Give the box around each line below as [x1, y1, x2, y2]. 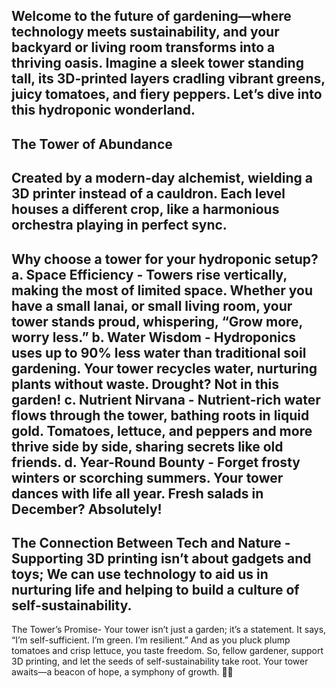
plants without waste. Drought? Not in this [11, 375, 279, 393]
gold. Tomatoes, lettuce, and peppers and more [11, 422, 313, 439]
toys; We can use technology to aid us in [11, 565, 269, 583]
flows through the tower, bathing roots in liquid [11, 407, 310, 424]
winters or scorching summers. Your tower [11, 469, 284, 486]
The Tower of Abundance [11, 135, 173, 153]
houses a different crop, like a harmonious [11, 201, 280, 218]
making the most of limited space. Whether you [11, 282, 314, 299]
